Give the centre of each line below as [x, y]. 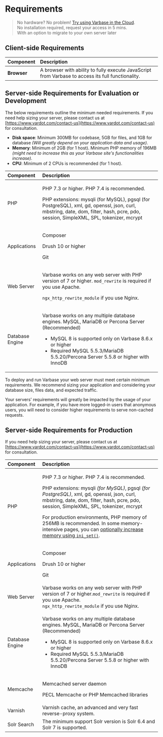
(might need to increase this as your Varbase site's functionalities [78, 153]
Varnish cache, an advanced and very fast [90, 707]
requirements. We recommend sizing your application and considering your [80, 385]
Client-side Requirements [45, 48]
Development [26, 101]
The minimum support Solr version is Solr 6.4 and [98, 721]
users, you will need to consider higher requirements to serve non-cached [79, 410]
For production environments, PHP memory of [94, 517]
